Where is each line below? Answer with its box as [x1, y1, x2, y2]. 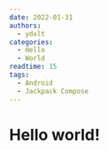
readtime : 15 [9, 63, 58, 71]
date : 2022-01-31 [9, 12, 73, 22]
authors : [9, 21, 42, 30]
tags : [9, 71, 29, 79]
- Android [17, 79, 53, 87]
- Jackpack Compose [17, 86, 89, 95]
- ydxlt [17, 29, 46, 38]
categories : [9, 37, 53, 47]
